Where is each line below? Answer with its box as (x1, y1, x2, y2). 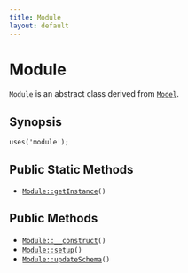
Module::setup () (21, 246, 82, 254)
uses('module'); (9, 138, 69, 147)
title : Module (9, 12, 62, 22)
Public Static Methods (9, 161, 134, 177)
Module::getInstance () (21, 187, 106, 196)
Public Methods (9, 211, 98, 226)
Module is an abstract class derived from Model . (9, 89, 180, 99)
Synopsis (9, 114, 62, 129)
